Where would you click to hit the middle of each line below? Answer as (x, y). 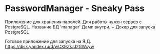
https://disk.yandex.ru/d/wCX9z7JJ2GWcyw (50, 46)
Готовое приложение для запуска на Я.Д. (48, 41)
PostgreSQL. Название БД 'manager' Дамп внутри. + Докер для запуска (80, 27)
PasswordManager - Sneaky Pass (75, 8)
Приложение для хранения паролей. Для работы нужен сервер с (73, 22)
